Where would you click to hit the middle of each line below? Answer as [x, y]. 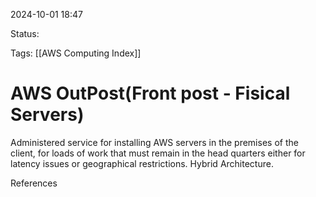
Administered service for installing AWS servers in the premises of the [154, 142]
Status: [25, 33]
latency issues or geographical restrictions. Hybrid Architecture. [142, 163]
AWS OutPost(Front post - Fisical [150, 93]
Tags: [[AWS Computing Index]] [76, 53]
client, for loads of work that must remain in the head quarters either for [158, 153]
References [34, 183]
